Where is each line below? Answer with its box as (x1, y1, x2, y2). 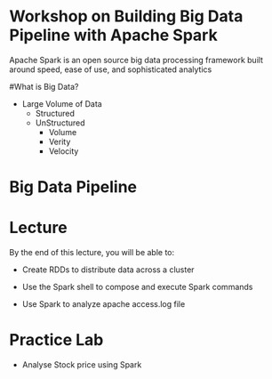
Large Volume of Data (21, 98, 102, 109)
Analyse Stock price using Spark (21, 359, 142, 370)
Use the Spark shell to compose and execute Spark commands (21, 282, 253, 293)
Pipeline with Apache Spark (9, 25, 218, 45)
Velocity (48, 145, 79, 157)
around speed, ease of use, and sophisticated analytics (9, 64, 212, 75)
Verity (48, 136, 71, 147)
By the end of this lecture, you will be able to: (9, 247, 175, 258)
